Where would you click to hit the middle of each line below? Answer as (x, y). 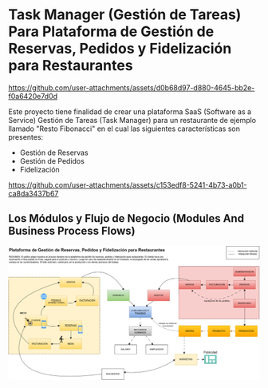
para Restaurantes (71, 66)
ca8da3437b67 (33, 193)
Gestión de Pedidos (52, 160)
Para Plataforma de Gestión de (111, 32)
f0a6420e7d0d (33, 96)
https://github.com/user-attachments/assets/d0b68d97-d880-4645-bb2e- (132, 87)
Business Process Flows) (72, 231)
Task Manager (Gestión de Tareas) (125, 15)
